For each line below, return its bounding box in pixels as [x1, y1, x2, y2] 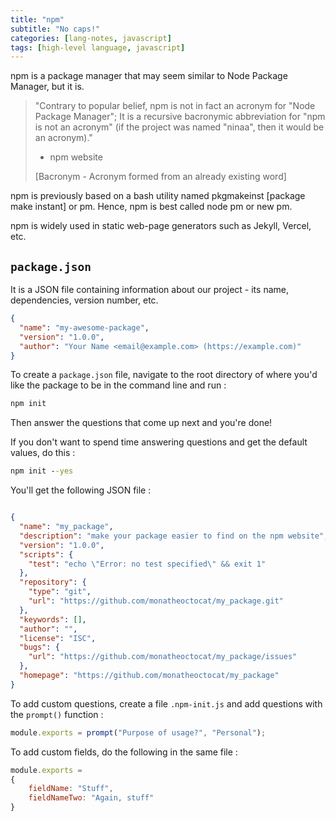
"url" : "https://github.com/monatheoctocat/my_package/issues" [28, 652, 298, 662]
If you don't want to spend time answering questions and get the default [10, 436, 308, 448]
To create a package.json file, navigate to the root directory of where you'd [10, 369, 318, 381]
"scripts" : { [19, 549, 74, 560]
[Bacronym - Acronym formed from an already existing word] [34, 171, 287, 183]
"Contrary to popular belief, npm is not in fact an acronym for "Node [34, 100, 316, 112]
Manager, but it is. [10, 81, 85, 93]
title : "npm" [10, 14, 65, 25]
